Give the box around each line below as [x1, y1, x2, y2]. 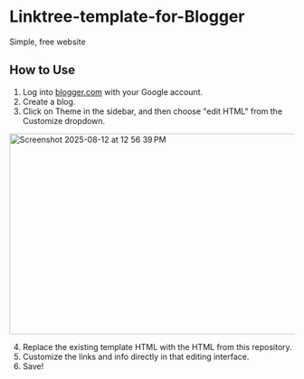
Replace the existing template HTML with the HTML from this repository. [22, 341, 292, 352]
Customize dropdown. [22, 115, 106, 126]
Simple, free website [9, 36, 86, 47]
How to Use [9, 62, 76, 78]
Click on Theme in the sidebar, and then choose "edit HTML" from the [22, 106, 283, 117]
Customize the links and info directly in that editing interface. [22, 351, 250, 362]
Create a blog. [22, 96, 76, 107]
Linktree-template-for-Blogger [9, 6, 245, 27]
